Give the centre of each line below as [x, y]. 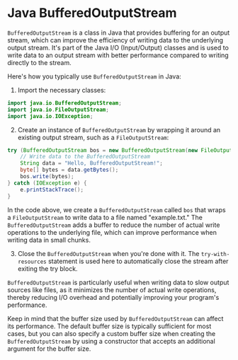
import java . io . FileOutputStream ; [58, 110]
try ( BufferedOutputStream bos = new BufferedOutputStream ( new [103, 150]
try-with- [215, 254]
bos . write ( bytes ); [47, 177]
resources [32, 262]
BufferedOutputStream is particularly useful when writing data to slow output [118, 282]
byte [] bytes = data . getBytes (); [69, 170]
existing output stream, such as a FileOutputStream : [93, 137]
